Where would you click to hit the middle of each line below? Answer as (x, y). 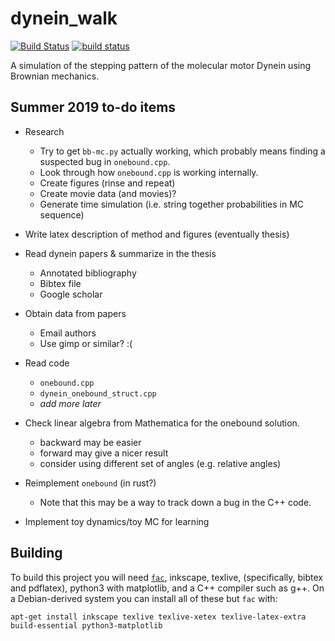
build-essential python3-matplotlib (86, 625)
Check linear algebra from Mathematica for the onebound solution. (162, 423)
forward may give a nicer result (104, 453)
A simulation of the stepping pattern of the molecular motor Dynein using (161, 65)
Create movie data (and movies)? (108, 193)
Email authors (68, 333)
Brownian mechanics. (55, 76)
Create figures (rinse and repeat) (107, 183)
